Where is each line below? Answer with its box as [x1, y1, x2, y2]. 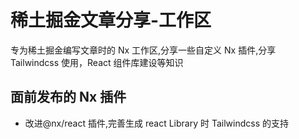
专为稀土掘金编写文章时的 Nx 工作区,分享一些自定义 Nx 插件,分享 [10, 44, 277, 56]
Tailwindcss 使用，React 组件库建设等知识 [10, 56, 184, 68]
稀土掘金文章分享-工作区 [10, 9, 212, 32]
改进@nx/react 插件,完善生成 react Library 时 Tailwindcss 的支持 [24, 117, 289, 129]
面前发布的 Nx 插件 [10, 89, 127, 106]
